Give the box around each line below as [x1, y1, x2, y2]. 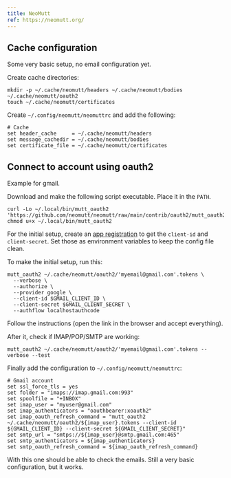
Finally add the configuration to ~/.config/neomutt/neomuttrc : [7, 364, 182, 372]
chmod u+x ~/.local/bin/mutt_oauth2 [7, 218, 112, 225]
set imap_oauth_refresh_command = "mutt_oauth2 [7, 413, 146, 420]
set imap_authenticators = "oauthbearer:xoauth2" [7, 407, 153, 415]
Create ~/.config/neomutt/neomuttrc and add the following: [7, 111, 176, 119]
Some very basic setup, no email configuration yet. [7, 60, 151, 69]
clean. [7, 245, 25, 253]
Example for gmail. [7, 180, 60, 188]
